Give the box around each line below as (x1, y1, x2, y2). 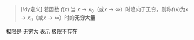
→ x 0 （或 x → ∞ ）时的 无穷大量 (20, 14, 96, 22)
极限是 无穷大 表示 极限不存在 (6, 28, 78, 35)
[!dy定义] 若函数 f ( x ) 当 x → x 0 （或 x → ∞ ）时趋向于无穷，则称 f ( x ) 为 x (20, 6, 189, 14)
